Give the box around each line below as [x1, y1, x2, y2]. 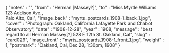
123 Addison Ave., [5, 10, 44, 16]
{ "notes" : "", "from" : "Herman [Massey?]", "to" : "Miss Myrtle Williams [5, 5, 157, 10]
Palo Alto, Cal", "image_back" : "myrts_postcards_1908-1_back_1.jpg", [5, 15, 151, 21]
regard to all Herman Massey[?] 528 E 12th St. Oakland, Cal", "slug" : [5, 32, 150, 37]
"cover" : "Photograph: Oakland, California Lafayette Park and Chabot [5, 20, 153, 26]
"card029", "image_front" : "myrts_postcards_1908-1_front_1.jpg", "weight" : [5, 37, 164, 43]
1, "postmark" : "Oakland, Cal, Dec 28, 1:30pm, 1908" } [5, 42, 120, 48]
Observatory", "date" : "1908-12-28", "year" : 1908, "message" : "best [5, 26, 152, 32]
